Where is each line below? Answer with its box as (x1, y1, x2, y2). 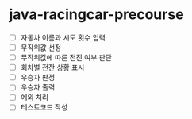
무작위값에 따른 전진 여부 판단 (20, 53, 112, 63)
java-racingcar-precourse (9, 6, 185, 24)
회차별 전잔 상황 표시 (20, 63, 85, 72)
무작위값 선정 (20, 43, 62, 52)
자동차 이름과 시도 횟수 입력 (20, 33, 106, 42)
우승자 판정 (20, 73, 56, 83)
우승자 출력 (20, 83, 56, 92)
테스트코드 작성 (20, 102, 68, 112)
